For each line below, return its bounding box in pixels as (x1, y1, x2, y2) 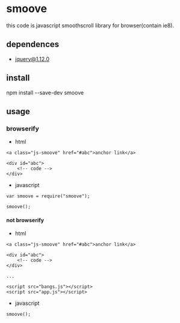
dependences (6, 39, 60, 50)
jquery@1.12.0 (14, 55, 50, 62)
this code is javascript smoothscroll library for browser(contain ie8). (6, 22, 175, 29)
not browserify (6, 216, 44, 223)
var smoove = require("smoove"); (6, 193, 90, 199)
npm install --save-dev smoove (6, 89, 84, 96)
